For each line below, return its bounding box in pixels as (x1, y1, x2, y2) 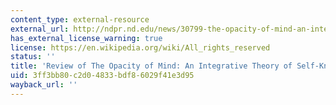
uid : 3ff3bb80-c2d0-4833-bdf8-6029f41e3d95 (10, 71, 195, 81)
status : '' (10, 52, 56, 62)
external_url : (10, 24, 70, 34)
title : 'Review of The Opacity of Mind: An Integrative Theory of (10, 61, 293, 71)
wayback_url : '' (10, 80, 78, 90)
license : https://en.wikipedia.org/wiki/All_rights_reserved (10, 42, 271, 53)
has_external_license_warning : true (10, 33, 163, 43)
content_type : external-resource (10, 14, 150, 25)
